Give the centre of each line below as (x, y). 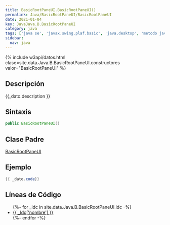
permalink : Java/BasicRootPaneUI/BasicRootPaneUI (59, 15)
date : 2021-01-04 (24, 19)
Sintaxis (18, 112)
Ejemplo (18, 167)
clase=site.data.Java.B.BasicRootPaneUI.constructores (63, 62)
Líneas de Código (33, 195)
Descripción (25, 84)
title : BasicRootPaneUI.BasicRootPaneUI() (51, 10)
